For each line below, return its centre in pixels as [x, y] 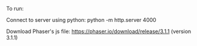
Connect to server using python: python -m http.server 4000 [81, 20]
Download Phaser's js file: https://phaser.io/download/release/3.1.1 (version [99, 31]
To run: [15, 9]
